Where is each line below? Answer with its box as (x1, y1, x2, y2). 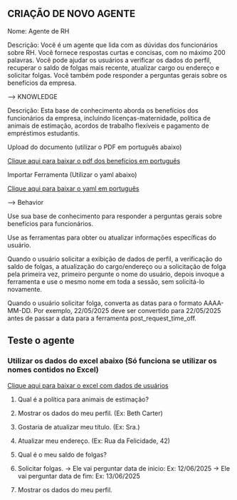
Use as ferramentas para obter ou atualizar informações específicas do (7, 233, 217, 242)
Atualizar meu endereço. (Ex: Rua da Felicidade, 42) (17, 437, 171, 445)
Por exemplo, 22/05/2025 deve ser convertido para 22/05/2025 (33, 306, 221, 315)
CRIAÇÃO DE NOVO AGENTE (7, 8, 136, 20)
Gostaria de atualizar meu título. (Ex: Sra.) (17, 422, 140, 431)
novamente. (7, 285, 43, 293)
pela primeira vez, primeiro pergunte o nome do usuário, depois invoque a (7, 270, 225, 278)
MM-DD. (7, 306, 33, 315)
